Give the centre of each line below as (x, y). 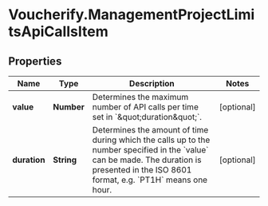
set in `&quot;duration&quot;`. (147, 117)
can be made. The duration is (147, 160)
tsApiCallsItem (59, 32)
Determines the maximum (140, 97)
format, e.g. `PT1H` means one (150, 180)
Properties (35, 61)
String (65, 160)
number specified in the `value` (150, 150)
